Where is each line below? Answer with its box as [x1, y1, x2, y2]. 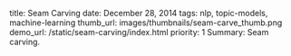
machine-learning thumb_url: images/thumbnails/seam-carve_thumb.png [9, 17, 283, 28]
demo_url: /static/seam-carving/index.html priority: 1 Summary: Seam [9, 27, 269, 37]
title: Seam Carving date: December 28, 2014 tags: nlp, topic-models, [9, 8, 268, 18]
